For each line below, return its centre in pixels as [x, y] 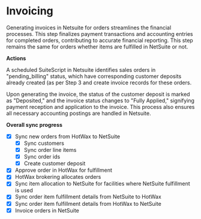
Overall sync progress [34, 124]
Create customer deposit [55, 163]
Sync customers [44, 143]
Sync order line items [50, 150]
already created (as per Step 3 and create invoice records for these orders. [99, 83]
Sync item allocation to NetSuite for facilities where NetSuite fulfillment [102, 184]
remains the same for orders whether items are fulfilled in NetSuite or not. [97, 47]
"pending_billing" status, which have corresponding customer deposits [94, 76]
